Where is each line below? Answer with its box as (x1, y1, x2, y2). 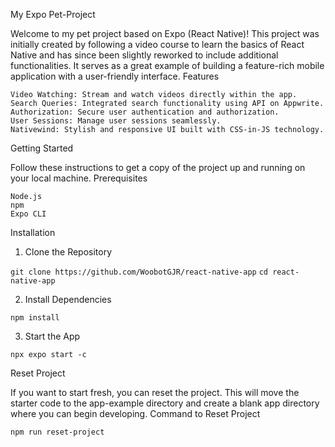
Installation (10, 227, 56, 238)
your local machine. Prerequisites (10, 172, 148, 184)
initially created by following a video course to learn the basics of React (10, 39, 305, 50)
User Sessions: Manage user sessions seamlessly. (10, 116, 222, 126)
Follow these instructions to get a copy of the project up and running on (10, 162, 306, 173)
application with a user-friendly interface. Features (10, 70, 220, 82)
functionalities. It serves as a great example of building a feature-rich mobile (10, 60, 325, 71)
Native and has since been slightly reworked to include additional (10, 49, 279, 61)
